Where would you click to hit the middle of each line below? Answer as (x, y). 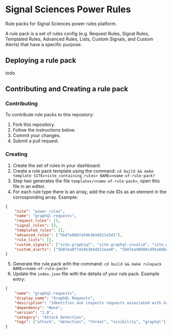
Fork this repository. (34, 124)
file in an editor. (29, 186)
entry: (19, 279)
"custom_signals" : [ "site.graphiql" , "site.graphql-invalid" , (82, 244)
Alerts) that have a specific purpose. (44, 44)
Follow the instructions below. (44, 130)
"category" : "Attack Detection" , (50, 317)
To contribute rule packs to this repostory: (50, 115)
